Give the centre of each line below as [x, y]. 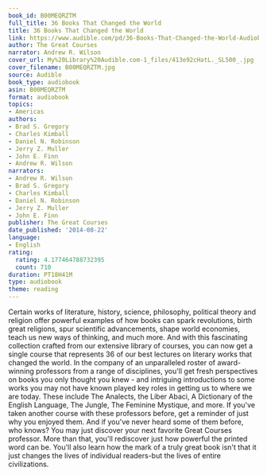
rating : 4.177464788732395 [60, 259]
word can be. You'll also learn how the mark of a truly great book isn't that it [132, 447]
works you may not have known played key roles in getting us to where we [130, 388]
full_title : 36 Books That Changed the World [85, 23]
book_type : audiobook [44, 82]
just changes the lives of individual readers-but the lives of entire [114, 456]
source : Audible [35, 75]
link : [17, 38]
